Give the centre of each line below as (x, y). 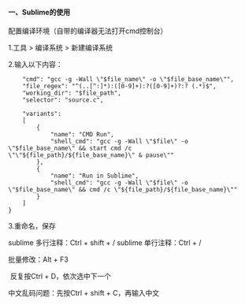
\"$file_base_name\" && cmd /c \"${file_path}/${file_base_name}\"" (123, 190)
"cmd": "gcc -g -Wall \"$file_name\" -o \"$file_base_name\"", (128, 80)
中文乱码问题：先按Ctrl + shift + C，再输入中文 (84, 293)
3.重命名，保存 (32, 226)
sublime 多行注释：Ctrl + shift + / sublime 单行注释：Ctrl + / (105, 243)
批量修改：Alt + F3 (38, 259)
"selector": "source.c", (63, 100)
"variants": (42, 114)
